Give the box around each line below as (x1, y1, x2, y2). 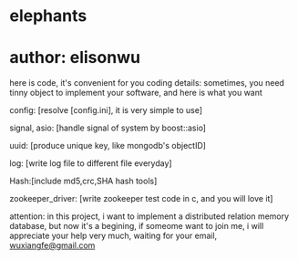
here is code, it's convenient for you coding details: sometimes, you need (9, 78, 285, 88)
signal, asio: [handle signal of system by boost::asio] (9, 122, 207, 133)
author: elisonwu (9, 47, 141, 68)
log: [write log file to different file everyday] (9, 158, 172, 169)
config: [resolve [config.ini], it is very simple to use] (9, 105, 203, 116)
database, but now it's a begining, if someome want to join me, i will (9, 221, 264, 232)
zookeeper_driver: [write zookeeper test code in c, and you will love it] (9, 193, 273, 204)
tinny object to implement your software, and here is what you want (9, 88, 262, 99)
